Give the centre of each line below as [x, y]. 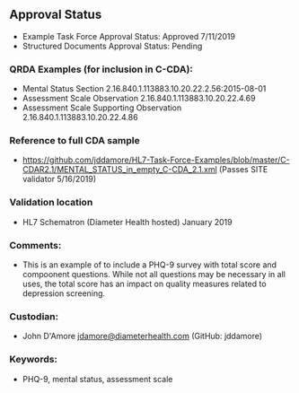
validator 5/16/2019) [59, 179]
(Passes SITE [243, 170]
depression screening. [64, 293]
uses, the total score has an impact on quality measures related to [144, 284]
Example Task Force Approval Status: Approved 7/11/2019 [129, 36]
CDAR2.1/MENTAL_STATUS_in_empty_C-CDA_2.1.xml [119, 170]
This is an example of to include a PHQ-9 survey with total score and [149, 265]
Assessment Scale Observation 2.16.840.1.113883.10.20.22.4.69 [139, 99]
